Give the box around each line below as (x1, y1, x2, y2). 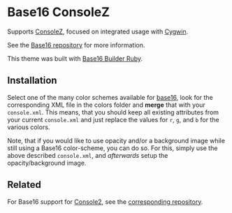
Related (7, 179, 42, 191)
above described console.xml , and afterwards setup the (7, 151, 168, 159)
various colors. (7, 123, 50, 131)
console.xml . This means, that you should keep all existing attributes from (7, 108, 219, 116)
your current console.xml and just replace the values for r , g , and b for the (7, 115, 219, 124)
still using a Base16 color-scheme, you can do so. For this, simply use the (7, 144, 218, 152)
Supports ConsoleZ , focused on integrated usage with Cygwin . (7, 27, 189, 36)
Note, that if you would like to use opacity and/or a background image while (7, 136, 226, 145)
